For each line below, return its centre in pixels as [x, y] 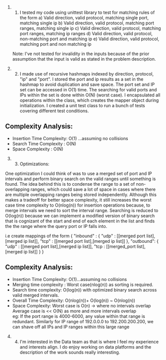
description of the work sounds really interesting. [70, 352]
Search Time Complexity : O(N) [44, 144]
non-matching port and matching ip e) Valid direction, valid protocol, [89, 39]
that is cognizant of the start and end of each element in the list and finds [80, 221]
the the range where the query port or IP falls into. [56, 226]
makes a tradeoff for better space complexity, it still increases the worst [79, 200]
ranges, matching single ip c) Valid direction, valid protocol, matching [90, 28]
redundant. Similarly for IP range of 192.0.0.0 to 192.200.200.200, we [83, 321]
